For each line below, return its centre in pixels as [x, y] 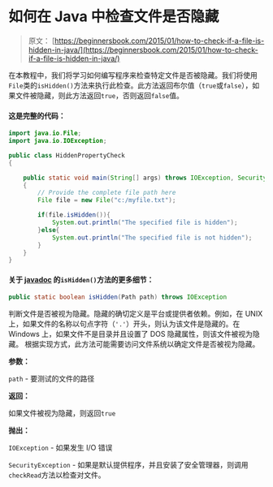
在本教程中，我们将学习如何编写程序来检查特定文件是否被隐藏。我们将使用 [133, 75]
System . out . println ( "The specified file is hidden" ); [145, 223]
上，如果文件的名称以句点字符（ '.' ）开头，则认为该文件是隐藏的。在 [124, 324]
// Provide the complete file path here [107, 193]
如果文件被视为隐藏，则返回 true [62, 413]
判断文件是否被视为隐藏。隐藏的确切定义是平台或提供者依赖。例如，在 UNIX [136, 314]
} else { [49, 230]
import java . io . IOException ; [58, 141]
